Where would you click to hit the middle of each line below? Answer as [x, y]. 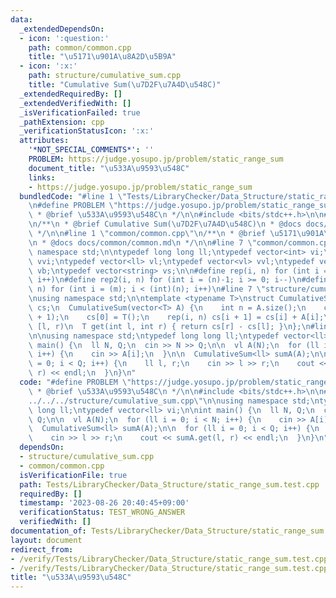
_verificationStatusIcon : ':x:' [87, 131]
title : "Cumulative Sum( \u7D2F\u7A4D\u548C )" [125, 85]
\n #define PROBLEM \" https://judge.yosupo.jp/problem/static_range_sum [180, 206]
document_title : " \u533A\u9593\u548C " [109, 168]
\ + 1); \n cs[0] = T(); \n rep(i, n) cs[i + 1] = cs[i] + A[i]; [176, 317]
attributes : [44, 141]
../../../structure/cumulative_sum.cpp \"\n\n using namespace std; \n [174, 401]
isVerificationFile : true [73, 475]
